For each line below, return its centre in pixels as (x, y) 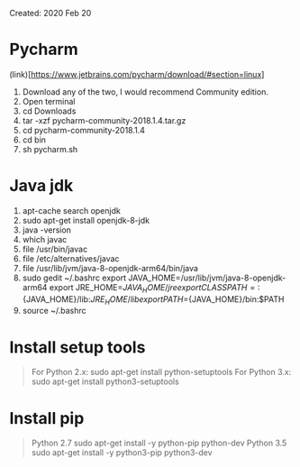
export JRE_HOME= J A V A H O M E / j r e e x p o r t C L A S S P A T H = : (155, 288)
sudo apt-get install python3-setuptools (105, 381)
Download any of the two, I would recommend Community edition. (145, 92)
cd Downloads (49, 111)
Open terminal (49, 101)
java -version (47, 230)
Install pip (47, 418)
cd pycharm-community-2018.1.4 (84, 130)
